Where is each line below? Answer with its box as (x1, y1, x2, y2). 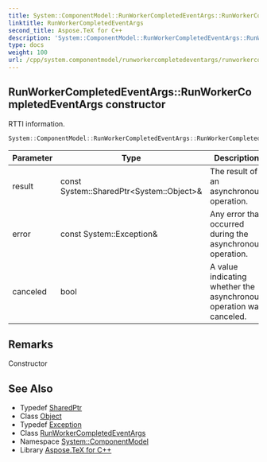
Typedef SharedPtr (19, 403, 83, 413)
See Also (8, 382, 53, 395)
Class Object (19, 411, 62, 421)
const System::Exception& (60, 228, 158, 239)
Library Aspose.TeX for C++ (19, 445, 112, 455)
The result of (210, 165, 258, 177)
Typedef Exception (19, 420, 82, 429)
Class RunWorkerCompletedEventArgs (19, 429, 146, 438)
